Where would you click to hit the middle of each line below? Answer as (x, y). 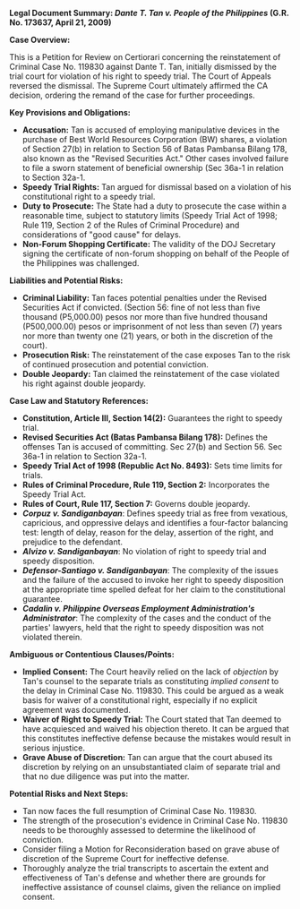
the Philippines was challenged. (81, 263)
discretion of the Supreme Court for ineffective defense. (126, 858)
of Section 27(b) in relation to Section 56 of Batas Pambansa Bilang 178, (154, 149)
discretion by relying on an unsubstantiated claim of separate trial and (151, 767)
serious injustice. (54, 748)
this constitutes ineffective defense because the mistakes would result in (156, 738)
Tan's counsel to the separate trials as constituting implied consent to (150, 681)
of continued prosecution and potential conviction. (115, 364)
